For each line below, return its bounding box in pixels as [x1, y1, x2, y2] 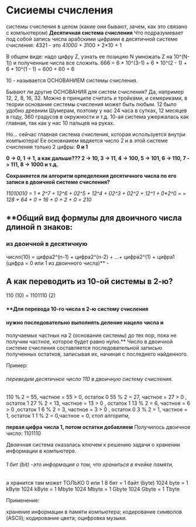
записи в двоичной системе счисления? [6, 178, 110, 185]
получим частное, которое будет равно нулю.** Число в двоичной [6, 338, 173, 345]
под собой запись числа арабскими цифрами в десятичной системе [6, 35, 178, 42]
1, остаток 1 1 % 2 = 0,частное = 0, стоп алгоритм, [6, 412, 130, 420]
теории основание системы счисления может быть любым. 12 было [6, 100, 177, 107]
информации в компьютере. [6, 447, 77, 455]
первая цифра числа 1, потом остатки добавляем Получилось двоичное [6, 424, 191, 431]
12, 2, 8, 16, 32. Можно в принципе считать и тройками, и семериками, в [6, 94, 188, 102]
